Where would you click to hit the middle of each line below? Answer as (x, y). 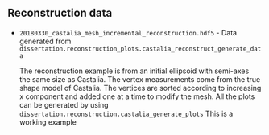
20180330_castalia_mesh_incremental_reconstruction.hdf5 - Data (128, 32)
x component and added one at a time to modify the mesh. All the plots (137, 96)
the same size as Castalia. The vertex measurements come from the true (140, 79)
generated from (45, 41)
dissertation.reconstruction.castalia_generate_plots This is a (126, 113)
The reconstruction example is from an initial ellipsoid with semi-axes (134, 71)
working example (48, 122)
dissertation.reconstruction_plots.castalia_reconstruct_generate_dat (140, 49)
